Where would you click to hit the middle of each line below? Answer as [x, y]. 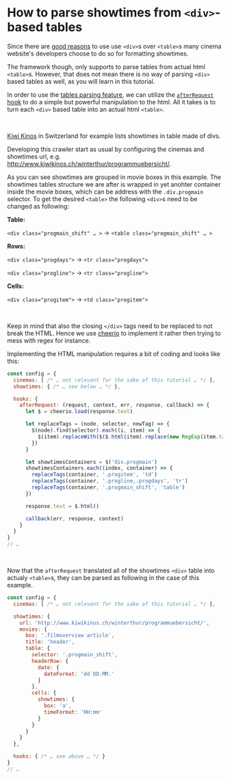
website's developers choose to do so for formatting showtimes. [98, 54]
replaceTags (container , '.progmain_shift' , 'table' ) [108, 488]
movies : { [34, 629]
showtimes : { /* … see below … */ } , [67, 386]
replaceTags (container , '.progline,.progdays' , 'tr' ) [110, 481]
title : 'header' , [50, 642]
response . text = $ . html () [62, 506]
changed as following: [38, 206]
